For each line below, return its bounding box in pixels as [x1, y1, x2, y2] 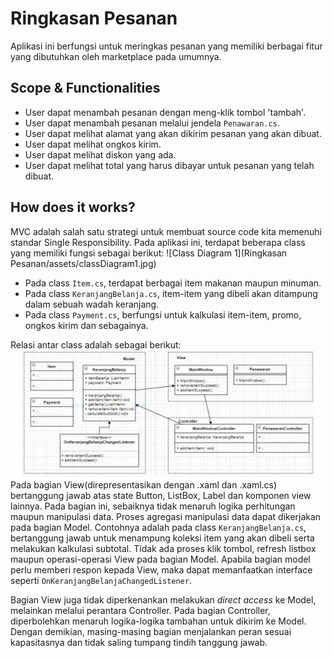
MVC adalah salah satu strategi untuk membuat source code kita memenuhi [10, 225, 322, 237]
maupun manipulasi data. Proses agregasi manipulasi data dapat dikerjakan [10, 510, 322, 522]
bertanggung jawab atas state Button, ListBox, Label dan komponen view [10, 489, 312, 501]
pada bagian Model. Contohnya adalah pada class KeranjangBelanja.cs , [10, 521, 307, 533]
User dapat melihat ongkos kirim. [24, 138, 162, 150]
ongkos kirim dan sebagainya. [24, 319, 149, 331]
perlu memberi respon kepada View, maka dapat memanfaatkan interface [10, 563, 313, 576]
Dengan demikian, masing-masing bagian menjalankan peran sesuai [10, 625, 292, 637]
